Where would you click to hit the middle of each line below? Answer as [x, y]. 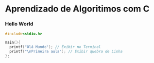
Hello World [19, 24]
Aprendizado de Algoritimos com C [77, 9]
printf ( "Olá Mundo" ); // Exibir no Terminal [55, 47]
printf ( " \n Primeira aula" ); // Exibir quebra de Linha [66, 51]
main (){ [13, 43]
